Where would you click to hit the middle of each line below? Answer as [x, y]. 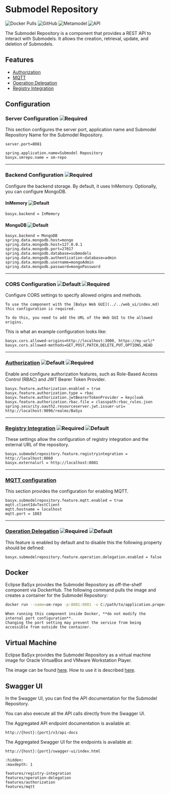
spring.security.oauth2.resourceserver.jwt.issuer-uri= [65, 406]
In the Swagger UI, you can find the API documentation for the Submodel [81, 698]
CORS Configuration [31, 284]
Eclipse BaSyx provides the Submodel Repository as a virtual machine [78, 655]
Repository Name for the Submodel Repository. [54, 135]
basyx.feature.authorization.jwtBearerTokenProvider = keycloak [74, 397]
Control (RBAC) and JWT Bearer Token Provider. [56, 379]
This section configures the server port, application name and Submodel [81, 130]
